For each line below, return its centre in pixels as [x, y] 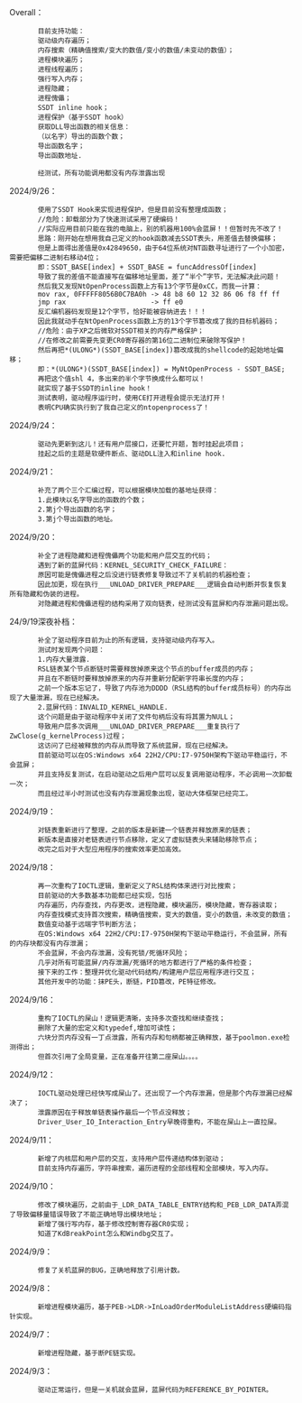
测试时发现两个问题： [71, 650]
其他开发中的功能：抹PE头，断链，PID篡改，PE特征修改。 [129, 982]
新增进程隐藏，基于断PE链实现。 [88, 1353]
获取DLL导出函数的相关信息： [84, 127]
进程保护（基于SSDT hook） [82, 117]
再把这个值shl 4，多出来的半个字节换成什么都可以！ [121, 379]
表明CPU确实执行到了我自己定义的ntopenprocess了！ [124, 408]
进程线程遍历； [61, 69]
